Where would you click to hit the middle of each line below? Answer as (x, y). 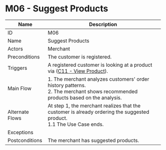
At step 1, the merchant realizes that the (94, 105)
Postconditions (25, 140)
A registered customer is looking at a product (100, 65)
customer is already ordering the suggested (99, 112)
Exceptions (21, 132)
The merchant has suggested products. (93, 140)
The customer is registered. (80, 56)
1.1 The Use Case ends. (76, 124)
